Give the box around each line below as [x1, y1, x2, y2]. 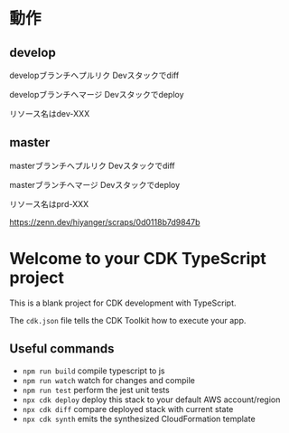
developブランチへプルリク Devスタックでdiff [9, 70, 180, 80]
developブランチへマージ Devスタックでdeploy [9, 89, 184, 99]
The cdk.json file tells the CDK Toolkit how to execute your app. [9, 315, 247, 325]
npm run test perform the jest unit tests [22, 384, 170, 395]
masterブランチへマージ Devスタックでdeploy [9, 179, 181, 190]
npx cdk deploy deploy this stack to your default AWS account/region [22, 394, 281, 405]
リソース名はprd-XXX [9, 198, 89, 209]
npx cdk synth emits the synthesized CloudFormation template [22, 413, 256, 424]
